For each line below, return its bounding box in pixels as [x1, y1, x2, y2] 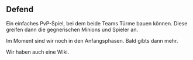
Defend [6, 5, 34, 14]
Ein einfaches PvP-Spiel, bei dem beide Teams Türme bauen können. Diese [6, 20, 188, 27]
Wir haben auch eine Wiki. [6, 48, 70, 55]
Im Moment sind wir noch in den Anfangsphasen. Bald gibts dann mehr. [6, 37, 178, 44]
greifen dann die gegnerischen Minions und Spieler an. [6, 26, 139, 33]
